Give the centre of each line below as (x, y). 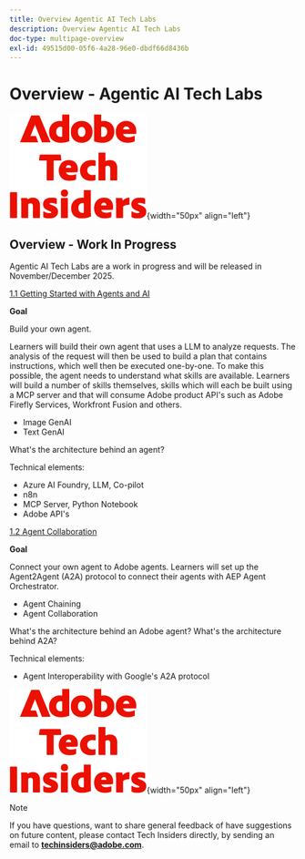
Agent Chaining (52, 604)
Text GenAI (44, 432)
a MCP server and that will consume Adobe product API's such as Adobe (147, 395)
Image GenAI (47, 422)
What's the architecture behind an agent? (87, 450)
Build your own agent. (51, 329)
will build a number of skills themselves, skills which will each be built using (151, 385)
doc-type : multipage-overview (67, 38)
